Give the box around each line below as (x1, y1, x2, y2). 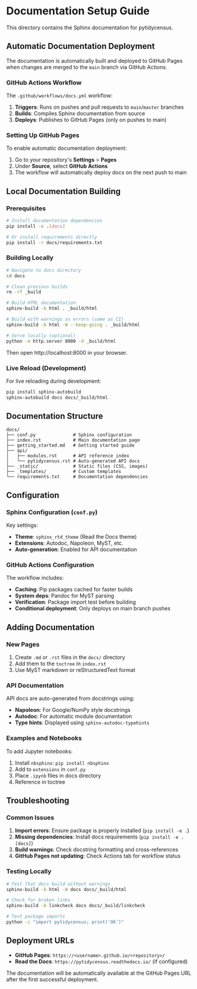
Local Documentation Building (6, 186, 121, 196)
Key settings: (6, 521, 38, 529)
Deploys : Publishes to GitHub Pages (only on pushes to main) (14, 116, 167, 124)
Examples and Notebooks (6, 734, 82, 742)
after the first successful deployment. (6, 975, 98, 983)
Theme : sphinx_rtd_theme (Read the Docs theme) (14, 533, 137, 540)
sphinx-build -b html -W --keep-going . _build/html (6, 321, 140, 328)
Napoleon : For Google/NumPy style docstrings (14, 707, 131, 714)
